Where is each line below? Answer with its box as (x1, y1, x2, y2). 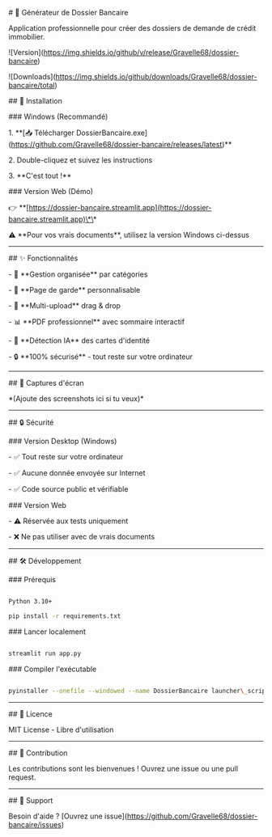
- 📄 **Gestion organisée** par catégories (8, 269, 148, 279)
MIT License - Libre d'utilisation (8, 725, 114, 734)
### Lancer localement (8, 627, 87, 636)
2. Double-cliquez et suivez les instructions (8, 155, 153, 165)
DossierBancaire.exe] (75, 128, 148, 137)
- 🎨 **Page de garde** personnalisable (8, 285, 141, 294)
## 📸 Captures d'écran (8, 378, 84, 387)
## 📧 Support (8, 795, 53, 805)
